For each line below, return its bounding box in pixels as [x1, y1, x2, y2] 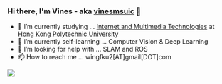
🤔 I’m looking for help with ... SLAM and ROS [17, 45, 148, 54]
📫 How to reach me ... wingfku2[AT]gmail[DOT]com [17, 53, 172, 61]
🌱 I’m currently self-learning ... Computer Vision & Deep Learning [17, 37, 208, 46]
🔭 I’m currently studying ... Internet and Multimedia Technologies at [17, 23, 215, 31]
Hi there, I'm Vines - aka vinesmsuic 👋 [7, 6, 142, 16]
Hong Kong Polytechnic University [17, 30, 119, 38]
